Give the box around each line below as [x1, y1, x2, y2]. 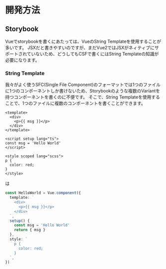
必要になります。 [5, 57, 40, 63]
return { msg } [14, 227, 46, 233]
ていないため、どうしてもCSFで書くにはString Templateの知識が [26, 51, 159, 57]
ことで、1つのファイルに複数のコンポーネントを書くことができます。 [5, 100, 146, 106]
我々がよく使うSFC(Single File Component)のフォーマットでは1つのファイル [5, 82, 161, 88]
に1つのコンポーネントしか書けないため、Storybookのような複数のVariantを [5, 88, 161, 94]
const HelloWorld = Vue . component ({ [5, 190, 81, 195]
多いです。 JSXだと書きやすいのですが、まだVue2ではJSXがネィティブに [5, 45, 155, 50]
